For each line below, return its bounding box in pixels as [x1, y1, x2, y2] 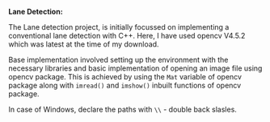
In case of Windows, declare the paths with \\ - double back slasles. [8, 104, 237, 114]
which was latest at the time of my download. [8, 39, 159, 49]
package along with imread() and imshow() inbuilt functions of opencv [8, 80, 242, 90]
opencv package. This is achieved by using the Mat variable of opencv [8, 72, 243, 81]
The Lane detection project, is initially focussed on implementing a [8, 22, 230, 31]
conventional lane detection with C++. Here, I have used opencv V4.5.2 [8, 31, 246, 40]
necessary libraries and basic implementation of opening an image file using [8, 63, 263, 73]
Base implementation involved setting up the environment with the [8, 55, 229, 64]
